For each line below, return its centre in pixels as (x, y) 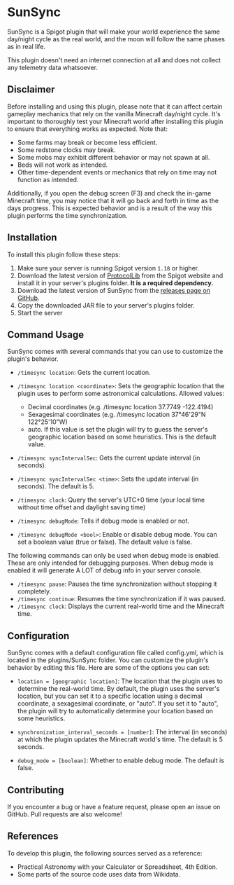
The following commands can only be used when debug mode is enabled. (114, 556)
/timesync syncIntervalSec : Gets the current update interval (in (109, 458)
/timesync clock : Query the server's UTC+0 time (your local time (111, 500)
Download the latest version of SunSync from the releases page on (114, 290)
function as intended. (48, 179)
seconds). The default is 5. (56, 486)
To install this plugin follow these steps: (64, 254)
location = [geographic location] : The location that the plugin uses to (120, 681)
